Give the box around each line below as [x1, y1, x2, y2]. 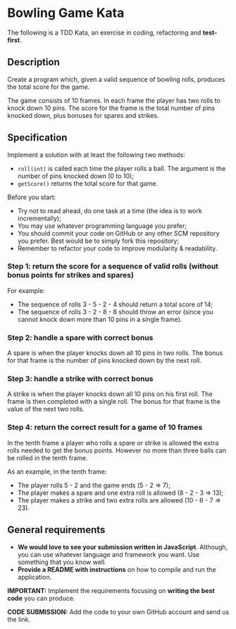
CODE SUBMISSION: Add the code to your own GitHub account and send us [7, 607, 230, 616]
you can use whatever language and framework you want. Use [17, 550, 199, 558]
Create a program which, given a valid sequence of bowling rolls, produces [7, 75, 225, 83]
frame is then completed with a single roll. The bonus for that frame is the [7, 397, 221, 406]
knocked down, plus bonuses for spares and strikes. [7, 111, 159, 119]
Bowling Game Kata [7, 5, 125, 21]
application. [17, 573, 52, 581]
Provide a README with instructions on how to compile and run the [17, 565, 216, 573]
